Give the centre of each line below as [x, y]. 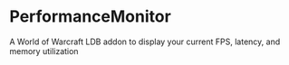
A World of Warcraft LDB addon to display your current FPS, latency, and [145, 42]
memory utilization [44, 51]
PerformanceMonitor [91, 17]
